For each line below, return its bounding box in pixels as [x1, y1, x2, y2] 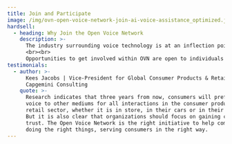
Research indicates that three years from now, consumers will [25, 94, 212, 101]
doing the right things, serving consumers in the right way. [25, 126, 209, 133]
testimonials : [7, 62, 48, 69]
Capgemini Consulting [25, 81, 88, 88]
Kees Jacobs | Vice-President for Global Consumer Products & [25, 74, 209, 82]
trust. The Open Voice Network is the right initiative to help [25, 119, 215, 127]
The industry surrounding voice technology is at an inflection [25, 42, 215, 49]
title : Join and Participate [7, 10, 91, 17]
